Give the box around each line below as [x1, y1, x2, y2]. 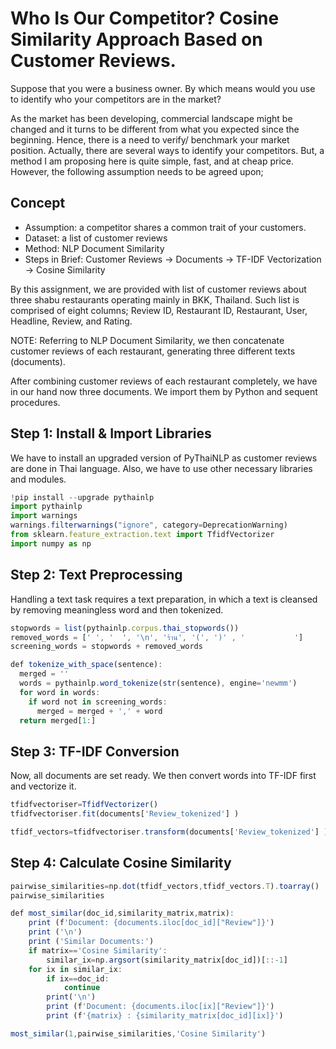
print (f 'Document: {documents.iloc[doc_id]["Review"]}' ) [28, 918, 275, 928]
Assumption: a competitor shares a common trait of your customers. [24, 221, 307, 233]
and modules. [10, 473, 67, 485]
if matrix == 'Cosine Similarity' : [28, 945, 168, 956]
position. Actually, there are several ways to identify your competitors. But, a [10, 144, 325, 156]
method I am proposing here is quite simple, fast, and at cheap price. [10, 155, 295, 167]
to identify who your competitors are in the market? [10, 93, 222, 105]
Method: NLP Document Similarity [24, 242, 165, 254]
